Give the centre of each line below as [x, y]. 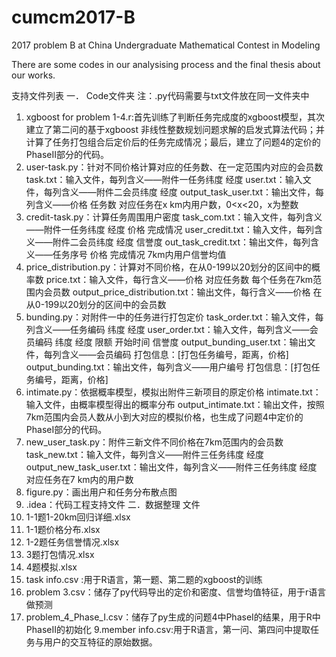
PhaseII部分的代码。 [67, 154]
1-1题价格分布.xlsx [63, 529]
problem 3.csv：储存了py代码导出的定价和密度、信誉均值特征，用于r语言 [176, 592]
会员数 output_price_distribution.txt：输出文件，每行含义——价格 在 [183, 292]
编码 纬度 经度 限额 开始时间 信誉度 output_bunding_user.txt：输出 [171, 342]
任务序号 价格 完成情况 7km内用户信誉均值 [139, 254]
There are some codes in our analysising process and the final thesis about [166, 64]
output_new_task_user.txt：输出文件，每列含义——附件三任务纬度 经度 [171, 467]
